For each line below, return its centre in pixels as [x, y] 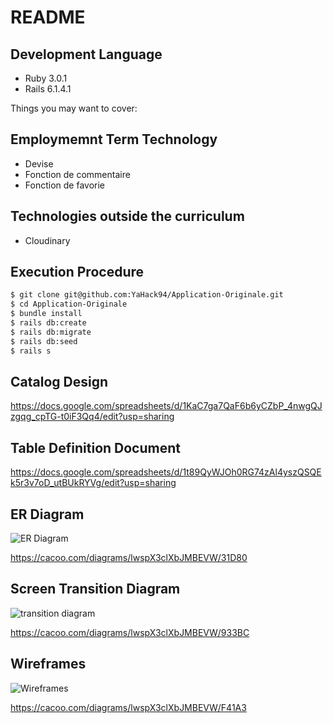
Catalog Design [59, 381]
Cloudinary [47, 240]
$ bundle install [46, 314]
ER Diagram [47, 514]
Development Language [86, 54]
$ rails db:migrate [51, 332]
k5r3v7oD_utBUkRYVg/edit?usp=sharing [93, 483]
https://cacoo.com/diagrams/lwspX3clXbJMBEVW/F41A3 [128, 707]
